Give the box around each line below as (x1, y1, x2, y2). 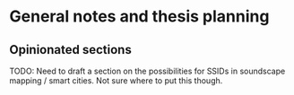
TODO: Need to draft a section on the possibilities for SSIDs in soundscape (9, 65, 286, 76)
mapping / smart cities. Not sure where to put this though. (9, 75, 223, 86)
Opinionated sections (9, 42, 132, 57)
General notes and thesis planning (9, 6, 270, 27)
